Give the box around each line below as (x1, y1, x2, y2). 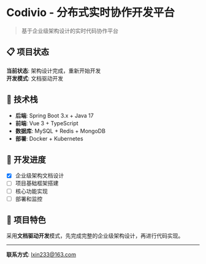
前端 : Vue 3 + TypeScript (15, 119, 78, 126)
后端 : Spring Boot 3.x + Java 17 (15, 112, 94, 119)
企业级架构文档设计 (15, 172, 64, 179)
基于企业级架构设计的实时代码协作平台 (21, 27, 118, 34)
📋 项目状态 (6, 47, 50, 57)
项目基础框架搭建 (15, 179, 59, 187)
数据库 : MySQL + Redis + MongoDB (15, 127, 106, 134)
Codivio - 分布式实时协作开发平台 (6, 6, 175, 20)
